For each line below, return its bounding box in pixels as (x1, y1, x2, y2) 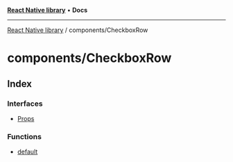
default (17, 147, 38, 156)
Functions (7, 131, 42, 141)
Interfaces (7, 99, 43, 108)
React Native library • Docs (7, 6, 88, 14)
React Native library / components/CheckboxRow (7, 26, 148, 34)
